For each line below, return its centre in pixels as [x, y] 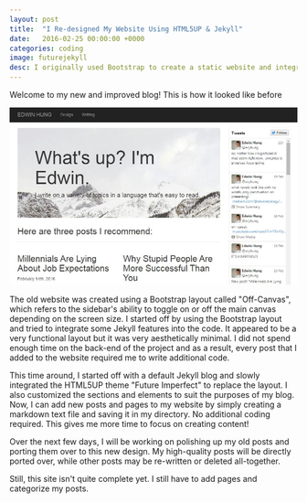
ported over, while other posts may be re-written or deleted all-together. [145, 461]
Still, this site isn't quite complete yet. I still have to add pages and [133, 478]
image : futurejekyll [49, 58]
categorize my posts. [49, 488]
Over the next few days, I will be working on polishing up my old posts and [149, 441]
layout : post [34, 19]
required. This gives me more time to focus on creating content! [129, 423]
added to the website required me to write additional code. [120, 358]
